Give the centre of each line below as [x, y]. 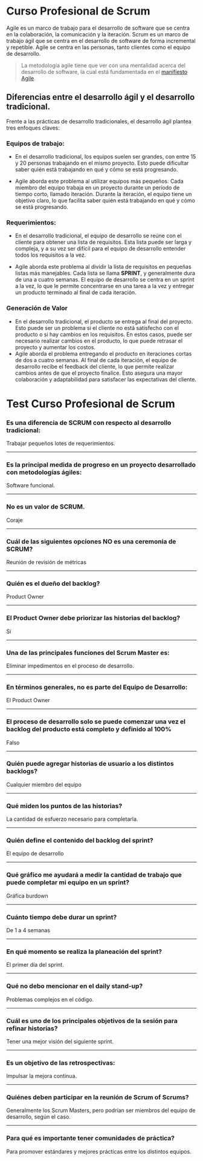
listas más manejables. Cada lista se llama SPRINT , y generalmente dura [105, 273]
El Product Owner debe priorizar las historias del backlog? [93, 618]
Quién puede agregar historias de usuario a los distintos [90, 764]
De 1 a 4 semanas [28, 930]
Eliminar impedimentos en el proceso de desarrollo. [70, 666]
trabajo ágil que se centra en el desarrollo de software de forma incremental [101, 41]
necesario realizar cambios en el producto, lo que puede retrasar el [99, 341]
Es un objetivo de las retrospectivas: [61, 1062]
